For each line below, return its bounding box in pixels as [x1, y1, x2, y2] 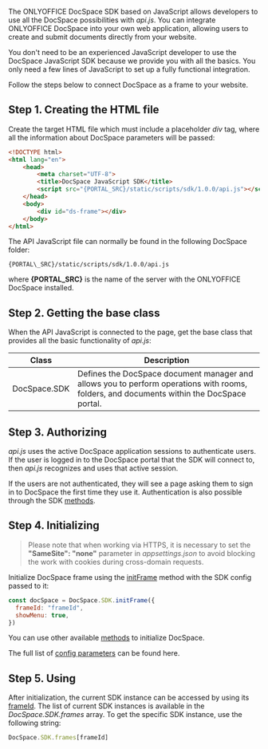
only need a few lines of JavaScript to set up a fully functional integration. [8, 65, 250, 74]
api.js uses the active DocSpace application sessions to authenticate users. [8, 447, 257, 456]
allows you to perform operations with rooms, [77, 378, 248, 389]
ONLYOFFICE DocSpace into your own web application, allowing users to [8, 24, 249, 33]
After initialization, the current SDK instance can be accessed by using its [8, 693, 250, 703]
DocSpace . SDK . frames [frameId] [8, 734, 109, 742]
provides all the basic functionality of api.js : [8, 336, 152, 345]
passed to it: [8, 581, 49, 590]
